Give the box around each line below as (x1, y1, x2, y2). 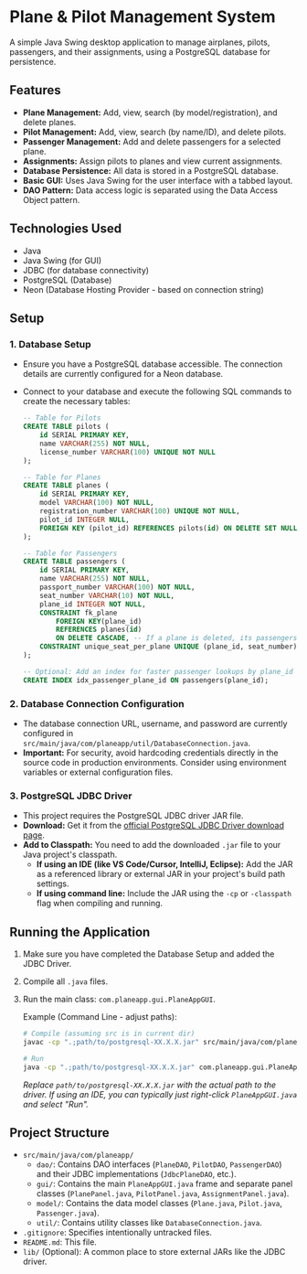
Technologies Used (9, 221, 122, 237)
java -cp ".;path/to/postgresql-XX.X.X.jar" (22, 1063, 196, 1072)
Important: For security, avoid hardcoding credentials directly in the (22, 747, 279, 758)
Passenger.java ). (36, 1207, 100, 1218)
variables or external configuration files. (22, 766, 174, 777)
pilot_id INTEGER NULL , (39, 515, 130, 524)
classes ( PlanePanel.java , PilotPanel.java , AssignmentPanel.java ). (36, 1188, 290, 1199)
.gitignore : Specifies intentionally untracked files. (22, 1227, 213, 1238)
